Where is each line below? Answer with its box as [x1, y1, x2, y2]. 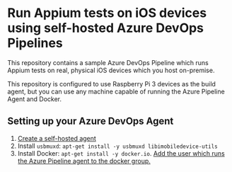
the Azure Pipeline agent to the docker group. [17, 156, 151, 165]
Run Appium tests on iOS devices [7, 5, 207, 21]
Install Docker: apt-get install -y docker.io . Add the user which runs [17, 149, 225, 157]
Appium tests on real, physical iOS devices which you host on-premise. [7, 66, 215, 74]
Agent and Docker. [7, 94, 62, 103]
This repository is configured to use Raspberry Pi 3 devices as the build [7, 79, 216, 88]
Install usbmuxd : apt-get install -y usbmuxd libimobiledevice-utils [17, 142, 218, 150]
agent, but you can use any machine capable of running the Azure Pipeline [7, 87, 225, 96]
